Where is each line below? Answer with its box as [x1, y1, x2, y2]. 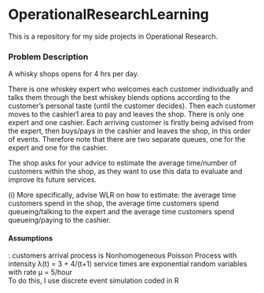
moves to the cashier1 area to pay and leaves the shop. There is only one [8, 109, 244, 119]
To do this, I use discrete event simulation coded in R [8, 276, 179, 285]
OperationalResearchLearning [8, 6, 210, 24]
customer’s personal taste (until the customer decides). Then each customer [8, 101, 256, 111]
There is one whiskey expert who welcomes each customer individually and [8, 84, 254, 94]
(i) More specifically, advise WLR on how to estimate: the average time [8, 191, 236, 200]
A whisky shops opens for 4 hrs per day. [8, 69, 139, 79]
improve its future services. [8, 175, 97, 184]
